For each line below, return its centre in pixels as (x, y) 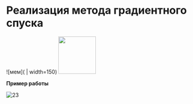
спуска (25, 23)
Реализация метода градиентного (96, 10)
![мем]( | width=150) (32, 72)
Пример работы (28, 83)
